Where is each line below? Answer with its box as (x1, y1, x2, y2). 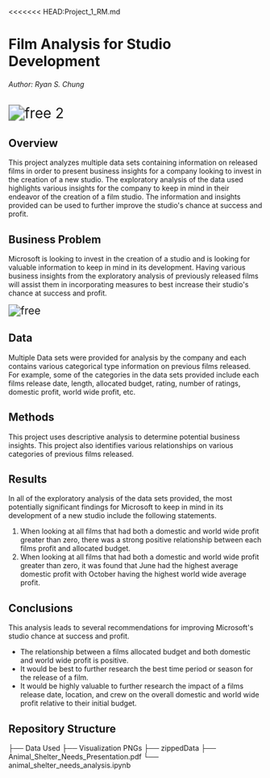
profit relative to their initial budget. (19, 698, 137, 709)
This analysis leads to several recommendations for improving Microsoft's (8, 623, 254, 633)
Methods (8, 411, 55, 425)
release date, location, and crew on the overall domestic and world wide (19, 690, 260, 700)
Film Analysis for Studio (8, 36, 172, 53)
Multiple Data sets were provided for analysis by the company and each (8, 353, 247, 362)
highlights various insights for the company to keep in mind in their (8, 183, 230, 193)
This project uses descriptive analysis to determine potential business (8, 432, 240, 441)
